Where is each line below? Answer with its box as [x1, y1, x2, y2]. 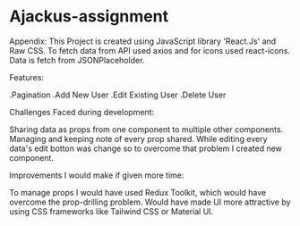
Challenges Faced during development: [9, 106, 155, 117]
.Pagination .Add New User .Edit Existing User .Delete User [9, 89, 227, 100]
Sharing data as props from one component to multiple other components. [9, 123, 284, 135]
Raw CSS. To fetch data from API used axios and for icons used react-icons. [9, 45, 291, 55]
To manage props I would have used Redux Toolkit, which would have [9, 187, 267, 197]
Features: [9, 71, 45, 82]
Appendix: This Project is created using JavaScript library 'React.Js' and [9, 36, 277, 46]
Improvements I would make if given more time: [9, 170, 184, 180]
